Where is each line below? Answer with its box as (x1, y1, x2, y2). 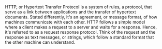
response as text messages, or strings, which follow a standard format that (5, 34, 154, 40)
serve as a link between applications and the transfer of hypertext (5, 9, 136, 15)
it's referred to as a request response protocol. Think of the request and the (5, 29, 156, 35)
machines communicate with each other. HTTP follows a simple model (5, 19, 145, 25)
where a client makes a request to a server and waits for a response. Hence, (5, 24, 157, 30)
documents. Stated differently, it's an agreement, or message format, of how (5, 14, 158, 20)
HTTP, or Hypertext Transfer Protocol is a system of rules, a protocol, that (5, 4, 152, 10)
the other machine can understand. (5, 39, 75, 45)
